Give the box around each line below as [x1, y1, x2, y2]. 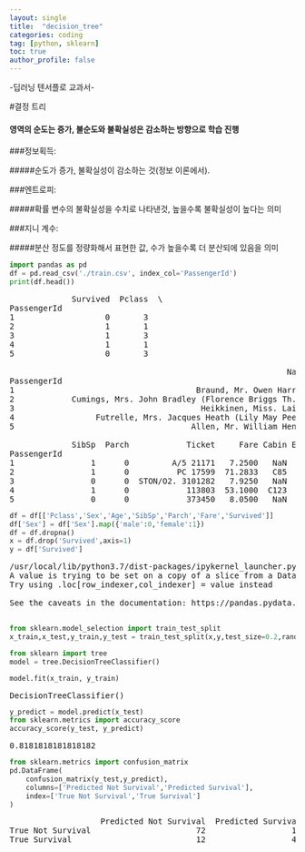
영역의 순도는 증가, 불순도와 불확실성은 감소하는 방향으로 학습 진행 [9, 124, 240, 135]
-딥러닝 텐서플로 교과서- [9, 82, 95, 92]
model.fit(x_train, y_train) [9, 674, 120, 683]
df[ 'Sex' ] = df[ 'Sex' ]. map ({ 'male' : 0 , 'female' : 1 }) [9, 520, 205, 529]
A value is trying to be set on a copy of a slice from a [9, 571, 273, 581]
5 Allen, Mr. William [9, 421, 279, 431]
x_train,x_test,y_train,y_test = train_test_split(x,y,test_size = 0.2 [9, 633, 279, 642]
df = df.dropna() [9, 528, 75, 537]
